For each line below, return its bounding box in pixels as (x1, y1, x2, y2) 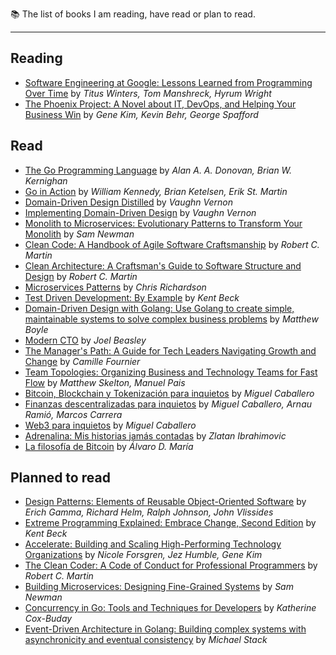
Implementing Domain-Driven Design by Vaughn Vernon (24, 206, 257, 218)
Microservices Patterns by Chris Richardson (24, 281, 207, 293)
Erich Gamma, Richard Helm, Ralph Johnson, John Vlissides (24, 506, 274, 518)
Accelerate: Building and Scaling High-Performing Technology (24, 538, 282, 550)
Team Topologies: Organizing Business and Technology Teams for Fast (24, 366, 318, 378)
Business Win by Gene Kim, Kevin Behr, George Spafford (24, 108, 259, 120)
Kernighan (24, 174, 68, 187)
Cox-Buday (24, 613, 73, 625)
